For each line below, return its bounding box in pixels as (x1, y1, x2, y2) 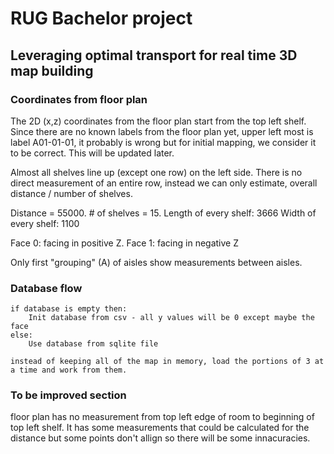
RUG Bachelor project (10, 7, 193, 30)
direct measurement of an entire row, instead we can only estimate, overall (10, 177, 318, 189)
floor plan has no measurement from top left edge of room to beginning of (10, 411, 315, 423)
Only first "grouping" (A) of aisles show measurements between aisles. (10, 256, 303, 268)
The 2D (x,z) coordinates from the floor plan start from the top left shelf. (10, 115, 307, 127)
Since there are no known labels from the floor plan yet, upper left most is (10, 125, 314, 137)
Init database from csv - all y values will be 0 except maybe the (28, 313, 315, 323)
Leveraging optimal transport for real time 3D (10, 47, 298, 64)
